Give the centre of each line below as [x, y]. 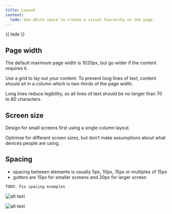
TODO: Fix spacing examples [35, 186]
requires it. [17, 68]
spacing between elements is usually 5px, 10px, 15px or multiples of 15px [90, 172]
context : [15, 15]
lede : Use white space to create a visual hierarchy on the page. [82, 20]
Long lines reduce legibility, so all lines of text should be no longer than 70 [84, 94]
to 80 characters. [24, 99]
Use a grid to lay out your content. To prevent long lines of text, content [81, 78]
